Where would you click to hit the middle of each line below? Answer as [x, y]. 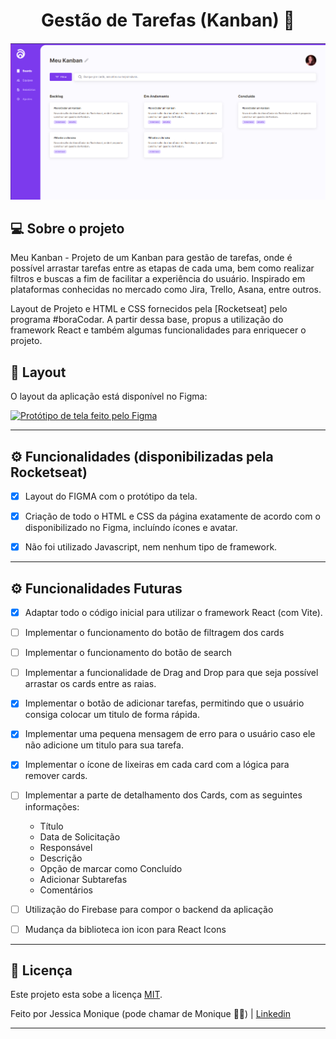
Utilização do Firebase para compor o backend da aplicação [149, 909]
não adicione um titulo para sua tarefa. [104, 745]
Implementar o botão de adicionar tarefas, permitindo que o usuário [164, 703]
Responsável [66, 847]
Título [51, 826]
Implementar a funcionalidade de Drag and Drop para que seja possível [171, 673]
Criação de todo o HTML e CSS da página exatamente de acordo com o [172, 516]
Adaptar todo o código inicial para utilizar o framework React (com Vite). [173, 612]
